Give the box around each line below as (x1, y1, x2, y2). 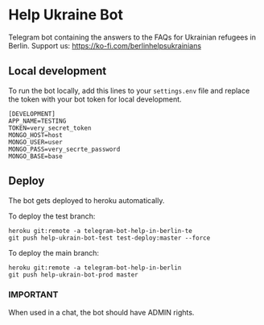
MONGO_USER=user (8, 138, 63, 146)
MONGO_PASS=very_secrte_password (8, 145, 121, 153)
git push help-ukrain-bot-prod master (8, 270, 138, 279)
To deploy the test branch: (8, 211, 96, 221)
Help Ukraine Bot (8, 6, 123, 24)
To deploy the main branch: (8, 248, 99, 257)
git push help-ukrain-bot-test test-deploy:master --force (8, 234, 211, 242)
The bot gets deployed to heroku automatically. (8, 195, 165, 205)
